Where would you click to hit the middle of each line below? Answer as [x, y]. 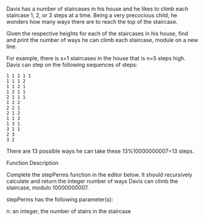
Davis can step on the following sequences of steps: [72, 65]
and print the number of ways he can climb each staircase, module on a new [102, 40]
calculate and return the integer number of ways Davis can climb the [92, 181]
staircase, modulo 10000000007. [48, 188]
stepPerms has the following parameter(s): [60, 199]
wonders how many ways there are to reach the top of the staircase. [92, 22]
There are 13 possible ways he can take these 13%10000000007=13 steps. [100, 151]
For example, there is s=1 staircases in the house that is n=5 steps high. [96, 58]
